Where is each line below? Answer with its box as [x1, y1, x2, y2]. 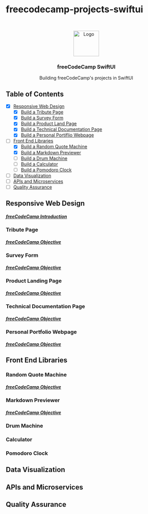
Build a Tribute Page [20, 109, 64, 115]
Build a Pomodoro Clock [20, 167, 72, 173]
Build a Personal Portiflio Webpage [20, 132, 94, 138]
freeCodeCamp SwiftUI [57, 63, 116, 70]
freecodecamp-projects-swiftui [6, 4, 143, 15]
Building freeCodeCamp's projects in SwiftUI [39, 75, 133, 81]
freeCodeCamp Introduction [6, 213, 67, 219]
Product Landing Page [6, 277, 62, 285]
